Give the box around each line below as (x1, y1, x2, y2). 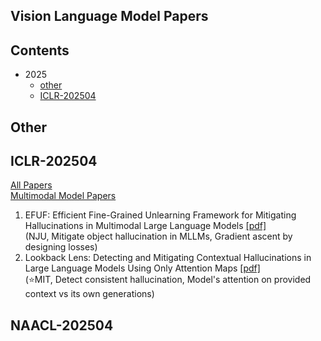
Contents (10, 42, 70, 59)
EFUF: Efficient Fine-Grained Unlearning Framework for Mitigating (24, 209, 297, 221)
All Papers (10, 179, 53, 191)
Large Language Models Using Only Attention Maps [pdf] (24, 262, 261, 274)
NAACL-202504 (10, 317, 114, 334)
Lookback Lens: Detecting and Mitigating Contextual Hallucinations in (24, 252, 312, 264)
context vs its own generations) (24, 288, 155, 300)
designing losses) (24, 241, 98, 253)
